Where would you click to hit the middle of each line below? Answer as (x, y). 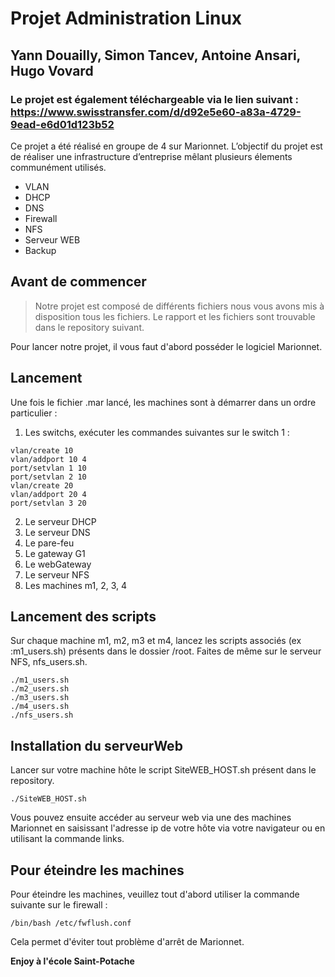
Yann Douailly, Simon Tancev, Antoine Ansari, (155, 55)
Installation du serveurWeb (96, 745)
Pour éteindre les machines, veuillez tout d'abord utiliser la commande (155, 894)
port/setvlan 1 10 (48, 468)
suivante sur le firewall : (59, 904)
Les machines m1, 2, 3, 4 (75, 585)
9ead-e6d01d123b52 (62, 124)
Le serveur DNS (57, 532)
